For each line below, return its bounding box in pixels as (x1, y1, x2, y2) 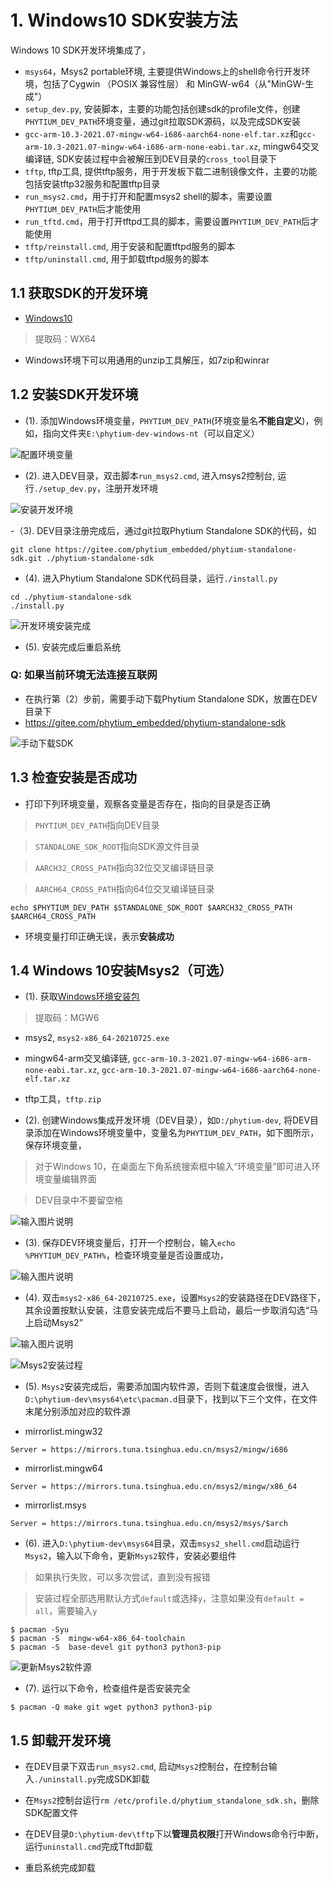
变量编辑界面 (43, 1173, 97, 1185)
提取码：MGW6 (34, 1012, 100, 1024)
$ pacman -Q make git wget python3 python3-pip (10, 1702, 213, 1713)
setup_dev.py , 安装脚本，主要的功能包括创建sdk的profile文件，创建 (24, 102, 301, 115)
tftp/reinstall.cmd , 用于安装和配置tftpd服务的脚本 (24, 240, 236, 252)
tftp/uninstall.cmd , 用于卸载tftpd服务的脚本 (24, 252, 210, 265)
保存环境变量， (24, 1139, 87, 1151)
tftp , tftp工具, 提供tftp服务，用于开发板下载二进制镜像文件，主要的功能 (24, 165, 318, 177)
